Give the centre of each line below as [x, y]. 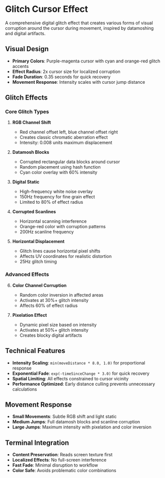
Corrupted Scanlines [34, 212]
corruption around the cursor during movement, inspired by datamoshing [80, 28]
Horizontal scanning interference [53, 221]
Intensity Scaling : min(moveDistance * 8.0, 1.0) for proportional [79, 362]
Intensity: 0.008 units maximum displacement [66, 143]
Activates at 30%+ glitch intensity [54, 300]
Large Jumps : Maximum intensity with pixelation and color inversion [82, 427]
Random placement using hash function [60, 167]
